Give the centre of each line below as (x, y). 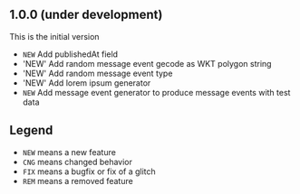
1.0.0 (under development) (86, 15)
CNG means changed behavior (77, 162)
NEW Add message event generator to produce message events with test (156, 92)
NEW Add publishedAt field (70, 54)
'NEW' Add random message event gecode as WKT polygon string (147, 63)
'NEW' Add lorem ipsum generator (87, 83)
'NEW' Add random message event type (97, 73)
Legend (31, 130)
